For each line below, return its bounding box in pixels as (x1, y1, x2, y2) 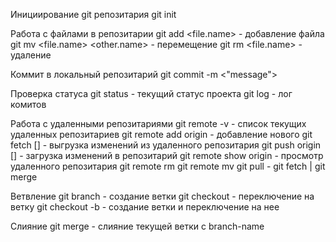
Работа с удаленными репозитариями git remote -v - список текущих (10, 118, 307, 129)
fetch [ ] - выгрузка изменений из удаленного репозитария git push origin (10, 139, 322, 151)
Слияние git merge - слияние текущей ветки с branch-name (10, 220, 265, 232)
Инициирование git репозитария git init (10, 9, 177, 20)
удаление (10, 49, 52, 61)
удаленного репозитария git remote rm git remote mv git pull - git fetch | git (10, 160, 326, 172)
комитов (10, 99, 47, 110)
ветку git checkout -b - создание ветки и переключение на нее (10, 201, 280, 213)
